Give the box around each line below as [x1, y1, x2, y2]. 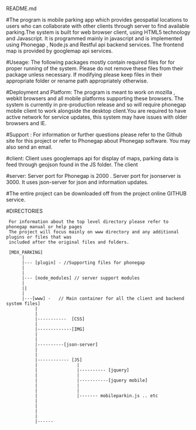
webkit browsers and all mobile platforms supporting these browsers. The [6, 95, 184, 102]
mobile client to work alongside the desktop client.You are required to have [6, 108, 187, 114]
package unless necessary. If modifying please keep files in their [6, 71, 163, 78]
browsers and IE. [6, 120, 47, 126]
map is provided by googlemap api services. [6, 47, 113, 54]
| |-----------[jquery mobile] [35, 377, 148, 383]
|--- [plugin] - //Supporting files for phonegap [21, 260, 145, 266]
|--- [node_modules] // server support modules [21, 275, 140, 281]
